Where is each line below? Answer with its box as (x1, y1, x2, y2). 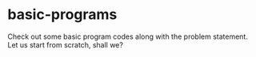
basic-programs (7, 6, 118, 24)
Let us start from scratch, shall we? (7, 40, 123, 49)
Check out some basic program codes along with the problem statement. (7, 32, 249, 41)
